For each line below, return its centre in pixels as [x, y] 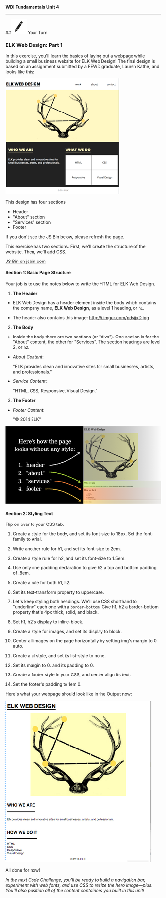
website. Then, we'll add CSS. [36, 252]
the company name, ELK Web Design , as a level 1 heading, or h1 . [79, 308]
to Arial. [34, 539]
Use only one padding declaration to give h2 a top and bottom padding [84, 568]
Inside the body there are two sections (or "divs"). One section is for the [86, 337]
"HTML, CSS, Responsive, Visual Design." [55, 391]
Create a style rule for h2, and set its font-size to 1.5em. [69, 558]
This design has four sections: [36, 202]
